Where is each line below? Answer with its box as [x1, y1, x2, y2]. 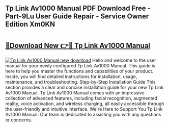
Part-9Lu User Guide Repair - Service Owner [5, 12, 149, 21]
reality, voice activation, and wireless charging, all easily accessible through [5, 100, 164, 107]
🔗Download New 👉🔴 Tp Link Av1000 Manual [5, 41, 151, 50]
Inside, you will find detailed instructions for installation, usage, [5, 73, 137, 80]
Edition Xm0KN [5, 20, 55, 29]
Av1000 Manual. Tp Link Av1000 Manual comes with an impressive [5, 90, 145, 96]
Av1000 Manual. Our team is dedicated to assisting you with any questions [5, 112, 161, 117]
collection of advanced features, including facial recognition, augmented [5, 95, 158, 101]
